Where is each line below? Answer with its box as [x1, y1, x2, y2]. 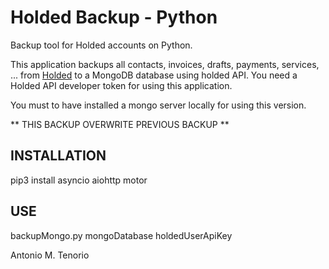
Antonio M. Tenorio [10, 249, 90, 261]
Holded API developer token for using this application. [10, 79, 233, 91]
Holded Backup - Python [10, 6, 218, 29]
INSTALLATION [10, 147, 107, 165]
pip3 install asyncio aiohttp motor [10, 174, 148, 186]
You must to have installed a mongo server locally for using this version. [10, 99, 307, 111]
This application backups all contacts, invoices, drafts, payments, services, [10, 58, 320, 70]
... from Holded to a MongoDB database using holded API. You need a [10, 69, 298, 81]
